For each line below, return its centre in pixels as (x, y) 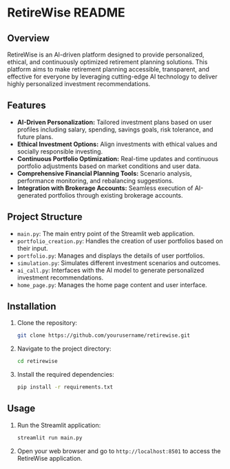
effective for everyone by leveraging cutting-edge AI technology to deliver (113, 76)
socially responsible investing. (60, 151)
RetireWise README (66, 13)
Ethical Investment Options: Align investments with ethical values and (117, 144)
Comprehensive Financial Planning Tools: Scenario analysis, (104, 173)
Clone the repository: (47, 323)
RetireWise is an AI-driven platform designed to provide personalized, (106, 54)
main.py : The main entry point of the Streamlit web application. (106, 233)
